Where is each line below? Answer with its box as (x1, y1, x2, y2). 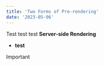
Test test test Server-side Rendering (6, 30, 96, 37)
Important (6, 53, 30, 60)
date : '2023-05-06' (6, 14, 54, 20)
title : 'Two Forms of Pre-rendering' (6, 8, 99, 15)
